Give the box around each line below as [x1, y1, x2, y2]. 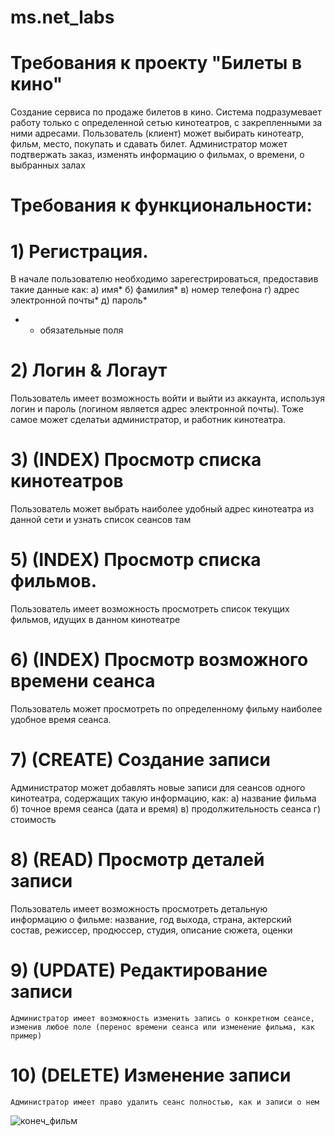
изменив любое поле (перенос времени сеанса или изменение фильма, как [10, 1022, 315, 1032]
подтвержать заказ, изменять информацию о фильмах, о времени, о [10, 149, 305, 161]
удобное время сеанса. [10, 714, 112, 725]
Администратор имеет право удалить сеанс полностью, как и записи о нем [10, 1097, 320, 1107]
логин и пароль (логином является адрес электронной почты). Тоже [10, 403, 304, 415]
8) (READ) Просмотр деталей [10, 849, 265, 871]
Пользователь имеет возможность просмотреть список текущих [10, 603, 290, 615]
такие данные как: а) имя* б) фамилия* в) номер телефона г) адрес [10, 284, 300, 296]
